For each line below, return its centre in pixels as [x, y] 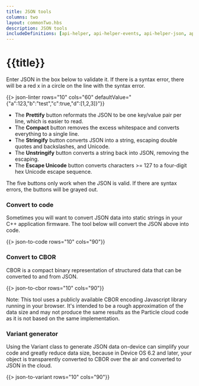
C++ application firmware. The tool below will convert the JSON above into [98, 224]
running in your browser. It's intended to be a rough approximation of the [95, 305]
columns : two [22, 17]
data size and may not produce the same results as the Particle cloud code [97, 312]
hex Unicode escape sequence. [53, 172]
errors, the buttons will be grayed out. [52, 190]
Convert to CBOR [31, 257]
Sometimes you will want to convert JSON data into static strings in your [94, 218]
